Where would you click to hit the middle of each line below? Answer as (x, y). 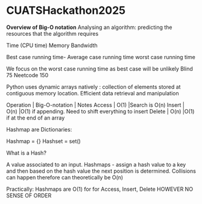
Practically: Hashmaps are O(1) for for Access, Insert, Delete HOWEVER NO (100, 189)
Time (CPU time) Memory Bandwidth (52, 45)
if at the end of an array (36, 118)
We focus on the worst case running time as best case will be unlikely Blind (99, 69)
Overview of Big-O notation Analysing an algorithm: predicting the (89, 27)
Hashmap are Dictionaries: (39, 129)
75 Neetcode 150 (27, 75)
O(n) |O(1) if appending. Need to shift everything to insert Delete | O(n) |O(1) (100, 111)
